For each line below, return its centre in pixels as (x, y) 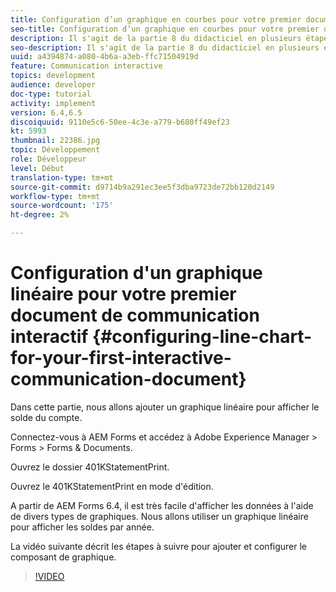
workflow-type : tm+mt (55, 196)
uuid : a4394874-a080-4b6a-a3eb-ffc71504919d (104, 57)
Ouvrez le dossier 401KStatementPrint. (90, 467)
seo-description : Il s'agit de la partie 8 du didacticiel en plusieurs (165, 47)
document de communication (135, 315)
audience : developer (53, 85)
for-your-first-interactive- (121, 358)
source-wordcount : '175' (62, 206)
